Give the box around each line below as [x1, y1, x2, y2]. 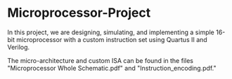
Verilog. [7, 43, 30, 51]
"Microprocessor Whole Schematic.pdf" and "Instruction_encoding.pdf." [7, 64, 217, 72]
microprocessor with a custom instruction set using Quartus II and [16, 35, 207, 43]
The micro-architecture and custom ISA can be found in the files [7, 56, 193, 64]
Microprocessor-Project [7, 5, 151, 21]
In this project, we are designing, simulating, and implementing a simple [7, 28, 214, 36]
